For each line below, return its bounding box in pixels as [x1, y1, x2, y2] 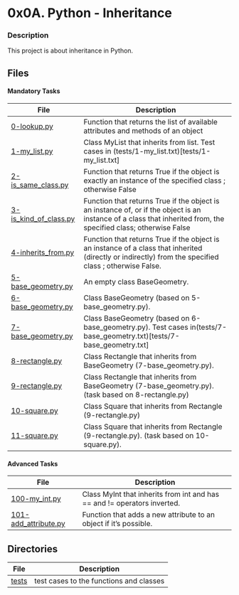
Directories [7, 542, 58, 555]
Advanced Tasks [7, 459, 58, 468]
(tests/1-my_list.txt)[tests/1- [112, 146, 211, 156]
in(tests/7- [189, 322, 228, 332]
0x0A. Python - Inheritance [7, 5, 172, 21]
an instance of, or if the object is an [83, 205, 201, 215]
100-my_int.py [11, 494, 62, 504]
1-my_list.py [11, 146, 53, 156]
